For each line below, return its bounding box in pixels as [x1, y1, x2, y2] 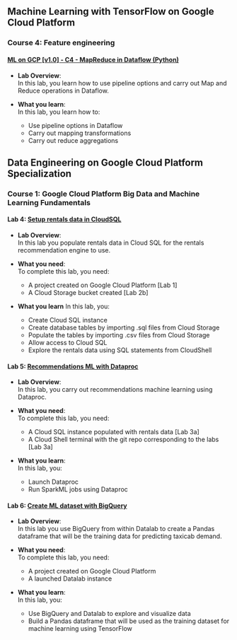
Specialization [7, 168, 72, 180]
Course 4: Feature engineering [7, 38, 115, 48]
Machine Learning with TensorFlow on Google [7, 6, 214, 18]
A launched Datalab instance [28, 574, 112, 583]
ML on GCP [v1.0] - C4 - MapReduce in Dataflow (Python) [7, 55, 179, 64]
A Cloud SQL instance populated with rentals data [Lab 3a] [28, 428, 200, 436]
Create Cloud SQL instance [28, 316, 108, 325]
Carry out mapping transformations [28, 129, 132, 137]
